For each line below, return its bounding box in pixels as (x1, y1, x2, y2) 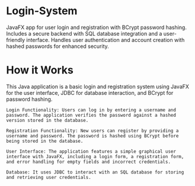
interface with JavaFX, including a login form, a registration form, (6, 153, 184, 159)
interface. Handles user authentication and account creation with (26, 36, 185, 43)
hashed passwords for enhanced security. (6, 43, 110, 50)
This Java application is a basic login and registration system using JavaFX (6, 83, 190, 90)
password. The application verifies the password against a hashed (6, 112, 177, 118)
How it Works (6, 63, 74, 77)
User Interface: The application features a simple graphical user (6, 148, 177, 155)
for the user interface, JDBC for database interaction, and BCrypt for (6, 89, 174, 96)
